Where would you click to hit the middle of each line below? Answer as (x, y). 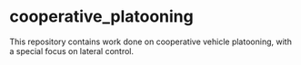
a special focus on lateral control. (72, 51)
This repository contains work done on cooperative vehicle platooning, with (151, 42)
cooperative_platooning (101, 17)
